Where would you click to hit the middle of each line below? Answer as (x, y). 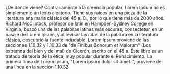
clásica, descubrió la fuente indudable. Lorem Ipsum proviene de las (77, 40)
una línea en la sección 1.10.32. (38, 67)
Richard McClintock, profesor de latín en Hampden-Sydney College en (79, 23)
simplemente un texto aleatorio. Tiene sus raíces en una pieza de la (76, 13)
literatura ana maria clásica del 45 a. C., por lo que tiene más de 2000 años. (85, 18)
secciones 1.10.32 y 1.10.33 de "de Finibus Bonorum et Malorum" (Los (78, 45)
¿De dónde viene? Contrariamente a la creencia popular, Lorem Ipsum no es (85, 7)
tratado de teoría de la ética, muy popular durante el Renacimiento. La (79, 56)
